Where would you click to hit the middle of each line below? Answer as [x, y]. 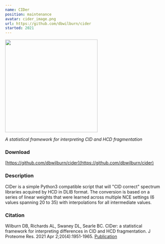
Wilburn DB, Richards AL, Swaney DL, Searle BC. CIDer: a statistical [74, 226]
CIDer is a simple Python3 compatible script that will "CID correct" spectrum [82, 187]
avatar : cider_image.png [31, 19]
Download [18, 152]
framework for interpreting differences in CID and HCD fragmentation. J [78, 231]
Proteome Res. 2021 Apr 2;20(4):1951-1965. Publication [61, 237]
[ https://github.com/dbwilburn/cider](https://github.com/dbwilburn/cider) [80, 163]
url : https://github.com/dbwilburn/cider [48, 24]
